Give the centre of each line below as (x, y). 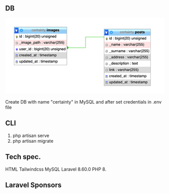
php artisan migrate (33, 141)
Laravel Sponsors (33, 185)
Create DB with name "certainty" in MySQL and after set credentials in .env (83, 102)
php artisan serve (31, 135)
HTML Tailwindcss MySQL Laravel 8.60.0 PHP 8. (56, 169)
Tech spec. (23, 157)
